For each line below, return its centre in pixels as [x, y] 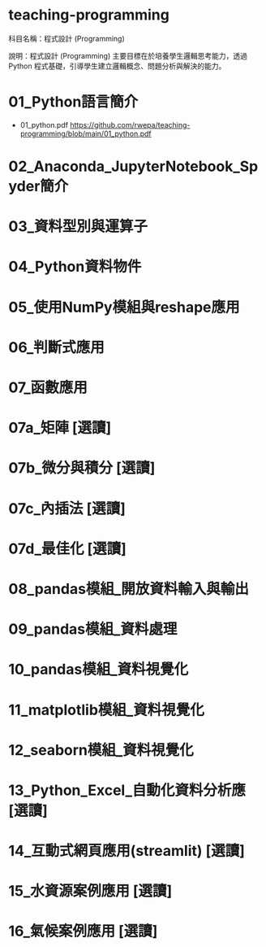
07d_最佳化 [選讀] [68, 549]
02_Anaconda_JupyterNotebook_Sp [133, 166]
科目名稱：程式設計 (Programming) [67, 38]
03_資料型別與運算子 [78, 227]
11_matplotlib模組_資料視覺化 [106, 710]
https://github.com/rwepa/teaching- [130, 124]
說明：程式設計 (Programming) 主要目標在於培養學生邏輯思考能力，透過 [128, 55]
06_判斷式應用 [57, 347]
